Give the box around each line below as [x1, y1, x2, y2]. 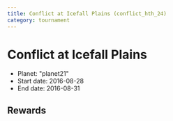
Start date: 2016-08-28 [17, 77, 84, 86]
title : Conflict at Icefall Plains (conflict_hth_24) [7, 10, 167, 17]
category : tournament [7, 17, 70, 24]
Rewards [7, 104, 47, 116]
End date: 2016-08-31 [17, 84, 80, 92]
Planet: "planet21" [17, 70, 70, 78]
